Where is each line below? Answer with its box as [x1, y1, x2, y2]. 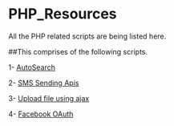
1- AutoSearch [8, 62, 56, 72]
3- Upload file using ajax [8, 93, 90, 103]
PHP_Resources [8, 5, 118, 23]
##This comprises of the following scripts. [8, 47, 148, 56]
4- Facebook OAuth [8, 109, 74, 119]
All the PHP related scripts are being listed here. [8, 31, 167, 41]
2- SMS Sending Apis [8, 78, 79, 87]
